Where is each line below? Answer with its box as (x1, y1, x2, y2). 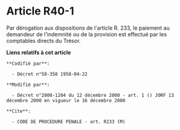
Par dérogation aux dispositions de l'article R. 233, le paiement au (6, 24, 170, 31)
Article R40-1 (6, 4, 74, 18)
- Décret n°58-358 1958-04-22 (11, 71, 88, 77)
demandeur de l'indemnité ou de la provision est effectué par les (6, 30, 167, 37)
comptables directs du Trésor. (6, 37, 81, 44)
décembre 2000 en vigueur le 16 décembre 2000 (6, 97, 126, 103)
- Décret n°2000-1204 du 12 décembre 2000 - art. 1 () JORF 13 (11, 92, 174, 98)
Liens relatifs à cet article (6, 48, 71, 56)
